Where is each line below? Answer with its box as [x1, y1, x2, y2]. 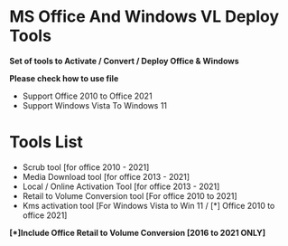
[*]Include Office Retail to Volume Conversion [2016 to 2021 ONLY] [9, 227, 266, 238]
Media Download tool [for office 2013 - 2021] [22, 171, 190, 182]
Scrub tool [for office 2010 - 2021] [22, 161, 150, 173]
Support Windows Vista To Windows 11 [22, 99, 168, 110]
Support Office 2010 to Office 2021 [22, 90, 153, 101]
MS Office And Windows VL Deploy [9, 6, 280, 27]
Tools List [9, 132, 84, 153]
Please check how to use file [9, 72, 119, 83]
